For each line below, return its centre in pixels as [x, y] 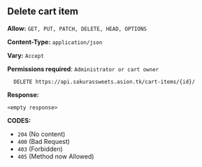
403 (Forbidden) [40, 149]
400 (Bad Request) [43, 141]
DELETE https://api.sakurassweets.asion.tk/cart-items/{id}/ [104, 82]
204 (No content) [41, 134]
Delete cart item [43, 12]
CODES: [19, 120]
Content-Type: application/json [55, 42]
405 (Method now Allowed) [56, 156]
